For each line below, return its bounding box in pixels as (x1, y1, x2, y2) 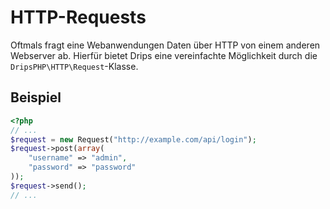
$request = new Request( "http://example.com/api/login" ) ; (10, 134, 257, 145)
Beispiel (10, 89, 62, 106)
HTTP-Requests (10, 6, 147, 29)
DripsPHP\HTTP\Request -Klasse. (10, 60, 139, 72)
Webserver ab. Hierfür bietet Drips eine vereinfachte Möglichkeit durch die (10, 49, 318, 61)
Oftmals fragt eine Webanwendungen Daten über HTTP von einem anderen (10, 39, 321, 51)
